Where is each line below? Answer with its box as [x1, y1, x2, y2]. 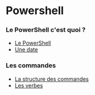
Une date [14, 46, 38, 53]
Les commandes [6, 61, 56, 70]
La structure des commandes [14, 75, 89, 83]
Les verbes [14, 82, 44, 89]
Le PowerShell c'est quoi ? [6, 26, 86, 34]
